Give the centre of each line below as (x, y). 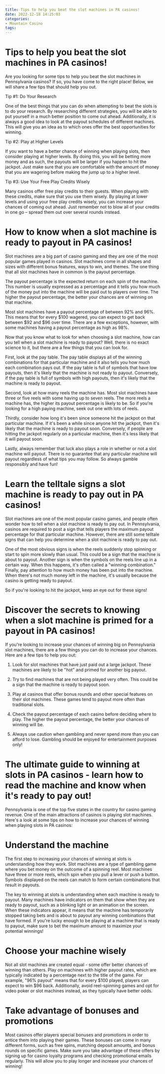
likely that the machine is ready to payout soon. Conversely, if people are (79, 428)
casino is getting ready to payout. (39, 580)
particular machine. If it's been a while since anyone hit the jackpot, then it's (82, 423)
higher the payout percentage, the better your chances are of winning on (79, 297)
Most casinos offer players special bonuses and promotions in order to (77, 1035)
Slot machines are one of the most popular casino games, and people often (82, 519)
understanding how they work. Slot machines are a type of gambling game (81, 864)
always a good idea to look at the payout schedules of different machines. (80, 122)
